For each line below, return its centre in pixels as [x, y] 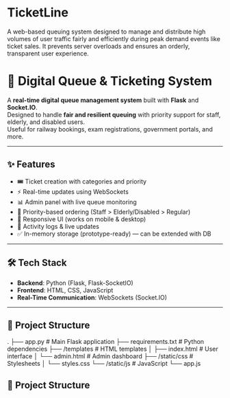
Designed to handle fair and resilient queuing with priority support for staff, [114, 114]
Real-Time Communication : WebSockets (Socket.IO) [92, 297]
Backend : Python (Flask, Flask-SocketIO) [75, 283]
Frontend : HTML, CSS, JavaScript [65, 290]
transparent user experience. [48, 53]
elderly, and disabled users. [46, 122]
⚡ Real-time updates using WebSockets [73, 191]
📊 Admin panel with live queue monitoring [77, 202]
